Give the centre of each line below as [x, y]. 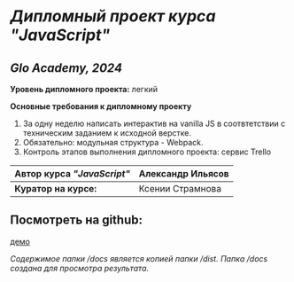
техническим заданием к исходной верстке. [107, 133]
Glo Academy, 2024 [66, 68]
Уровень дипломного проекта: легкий [84, 89]
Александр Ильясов [184, 173]
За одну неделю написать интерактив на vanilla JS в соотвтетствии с [154, 123]
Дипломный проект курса [113, 16]
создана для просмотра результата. [80, 268]
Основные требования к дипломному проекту [101, 106]
